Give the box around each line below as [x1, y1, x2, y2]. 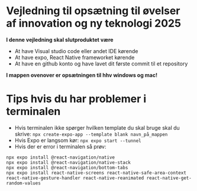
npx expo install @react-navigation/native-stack [6, 159, 131, 166]
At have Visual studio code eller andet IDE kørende [14, 47, 138, 54]
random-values [6, 180, 41, 186]
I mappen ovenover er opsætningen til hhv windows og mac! [6, 71, 158, 78]
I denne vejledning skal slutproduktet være [6, 36, 114, 43]
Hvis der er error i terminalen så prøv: [14, 143, 106, 150]
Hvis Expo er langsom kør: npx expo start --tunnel [14, 137, 141, 144]
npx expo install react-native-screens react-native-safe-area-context [6, 170, 186, 176]
